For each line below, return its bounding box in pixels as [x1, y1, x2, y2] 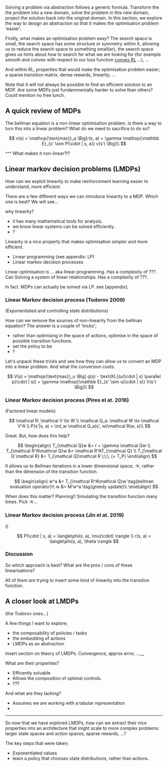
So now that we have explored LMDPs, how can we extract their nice [5, 720, 147, 726]
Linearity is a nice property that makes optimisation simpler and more [5, 238, 148, 244]
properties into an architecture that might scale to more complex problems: [5, 725, 159, 731]
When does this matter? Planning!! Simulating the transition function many [5, 494, 157, 500]
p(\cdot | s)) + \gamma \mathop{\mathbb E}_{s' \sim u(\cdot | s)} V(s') [11, 378, 156, 385]
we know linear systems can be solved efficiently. [12, 223, 115, 229]
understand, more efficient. [5, 183, 61, 189]
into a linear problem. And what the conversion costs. [5, 363, 115, 369]
